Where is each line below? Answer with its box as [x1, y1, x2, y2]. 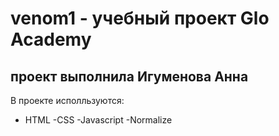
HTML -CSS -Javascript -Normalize [24, 114, 173, 126]
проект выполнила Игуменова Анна [10, 68, 249, 85]
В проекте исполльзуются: [10, 95, 125, 106]
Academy [10, 28, 92, 51]
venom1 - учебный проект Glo [10, 7, 270, 30]
